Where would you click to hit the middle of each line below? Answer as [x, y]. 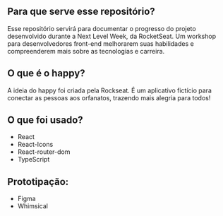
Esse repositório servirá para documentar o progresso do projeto [102, 28]
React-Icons [35, 145]
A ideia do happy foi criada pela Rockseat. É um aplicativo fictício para [109, 90]
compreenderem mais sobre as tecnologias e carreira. [86, 51]
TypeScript [34, 160]
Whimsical [32, 206]
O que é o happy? [47, 73]
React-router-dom [44, 152]
